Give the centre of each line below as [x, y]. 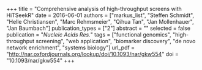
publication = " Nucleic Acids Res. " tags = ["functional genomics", [89, 35]
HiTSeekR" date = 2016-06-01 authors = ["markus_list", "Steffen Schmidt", [100, 15]
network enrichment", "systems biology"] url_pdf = [71, 47]
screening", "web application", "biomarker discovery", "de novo [116, 41]
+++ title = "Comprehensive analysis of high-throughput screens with [94, 9]
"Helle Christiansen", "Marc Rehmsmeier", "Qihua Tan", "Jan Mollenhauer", [100, 22]
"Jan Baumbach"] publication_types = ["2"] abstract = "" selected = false [99, 28]
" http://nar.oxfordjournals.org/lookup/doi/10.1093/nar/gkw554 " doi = [93, 54]
